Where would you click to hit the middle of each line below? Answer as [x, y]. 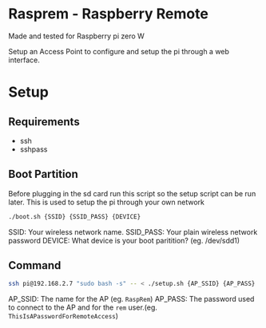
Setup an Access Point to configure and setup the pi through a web [119, 51]
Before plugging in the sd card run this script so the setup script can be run [132, 193]
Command [35, 265]
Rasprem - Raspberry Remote [109, 14]
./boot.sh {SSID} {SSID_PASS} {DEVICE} [75, 216]
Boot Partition [43, 174]
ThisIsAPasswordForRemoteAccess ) [63, 316]
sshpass [34, 149]
